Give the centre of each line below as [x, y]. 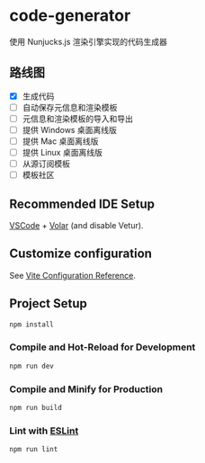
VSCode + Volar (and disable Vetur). [76, 226]
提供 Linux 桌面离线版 [62, 153]
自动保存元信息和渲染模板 [70, 107]
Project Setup [49, 303]
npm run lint [34, 450]
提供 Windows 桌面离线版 [69, 129]
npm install [31, 325]
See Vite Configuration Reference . [73, 275]
